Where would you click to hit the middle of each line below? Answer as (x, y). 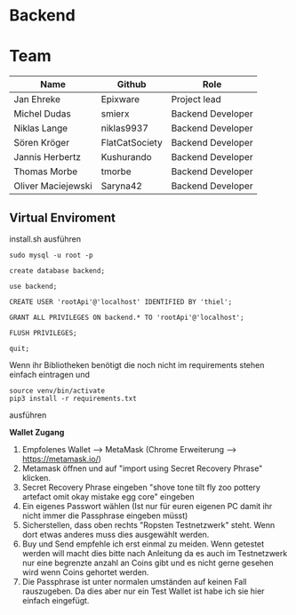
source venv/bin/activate (57, 391)
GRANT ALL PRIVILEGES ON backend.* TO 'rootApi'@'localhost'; (127, 317)
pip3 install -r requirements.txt (73, 398)
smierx (115, 114)
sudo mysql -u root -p (51, 255)
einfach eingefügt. (56, 600)
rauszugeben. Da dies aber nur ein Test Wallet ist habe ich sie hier (143, 591)
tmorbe (116, 172)
